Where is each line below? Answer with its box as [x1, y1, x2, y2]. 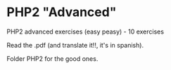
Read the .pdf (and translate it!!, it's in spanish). [6, 41, 144, 49]
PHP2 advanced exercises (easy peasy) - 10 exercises [6, 27, 165, 36]
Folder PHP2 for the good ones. [6, 54, 99, 63]
